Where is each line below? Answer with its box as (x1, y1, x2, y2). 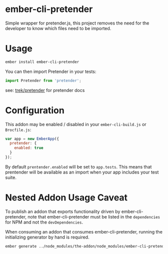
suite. (5, 174, 16, 180)
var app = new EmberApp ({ (5, 136, 59, 141)
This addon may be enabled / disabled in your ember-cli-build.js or (5, 121, 146, 127)
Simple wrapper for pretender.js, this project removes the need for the (5, 20, 149, 26)
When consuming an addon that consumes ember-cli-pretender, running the (5, 228, 162, 234)
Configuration (5, 104, 65, 116)
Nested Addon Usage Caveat (5, 192, 128, 203)
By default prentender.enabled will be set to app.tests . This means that (5, 163, 152, 169)
